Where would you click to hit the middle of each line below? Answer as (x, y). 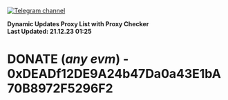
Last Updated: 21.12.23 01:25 (49, 31)
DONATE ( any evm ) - (68, 59)
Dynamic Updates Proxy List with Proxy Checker (78, 24)
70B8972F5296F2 (60, 89)
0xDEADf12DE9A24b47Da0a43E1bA (114, 74)
